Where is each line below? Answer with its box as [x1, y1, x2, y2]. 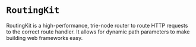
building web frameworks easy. [6, 34, 83, 41]
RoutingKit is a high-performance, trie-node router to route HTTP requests [6, 22, 188, 29]
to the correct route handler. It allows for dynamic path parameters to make [6, 28, 190, 35]
